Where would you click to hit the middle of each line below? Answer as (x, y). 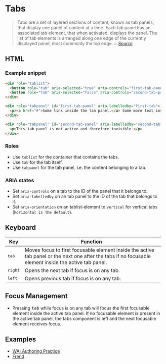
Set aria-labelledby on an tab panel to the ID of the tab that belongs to (85, 196)
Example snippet (26, 73)
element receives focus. (37, 324)
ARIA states (20, 180)
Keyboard (21, 228)
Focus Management (37, 296)
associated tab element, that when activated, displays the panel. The (87, 33)
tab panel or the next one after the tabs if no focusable (88, 256)
